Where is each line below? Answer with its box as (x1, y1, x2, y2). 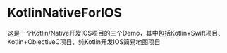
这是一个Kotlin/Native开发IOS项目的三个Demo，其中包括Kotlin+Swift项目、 (7, 29, 224, 37)
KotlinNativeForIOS (7, 5, 122, 21)
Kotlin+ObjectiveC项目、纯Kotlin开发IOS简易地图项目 (7, 37, 161, 46)
